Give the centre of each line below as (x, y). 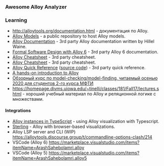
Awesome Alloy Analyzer (36, 7)
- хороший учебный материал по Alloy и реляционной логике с (89, 94)
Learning (16, 20)
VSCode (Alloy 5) (30, 153)
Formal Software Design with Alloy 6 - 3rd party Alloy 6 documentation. (85, 52)
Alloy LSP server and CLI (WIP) (44, 132)
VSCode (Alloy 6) (30, 142)
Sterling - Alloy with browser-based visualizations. (64, 126)
